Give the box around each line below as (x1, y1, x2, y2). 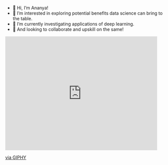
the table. (12, 16, 33, 21)
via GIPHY (5, 154, 27, 160)
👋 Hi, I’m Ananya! (12, 5, 49, 11)
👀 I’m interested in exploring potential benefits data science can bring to (12, 10, 163, 16)
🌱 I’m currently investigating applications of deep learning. (12, 21, 135, 27)
